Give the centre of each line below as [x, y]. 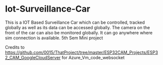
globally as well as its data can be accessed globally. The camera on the [77, 27]
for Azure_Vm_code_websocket [93, 57]
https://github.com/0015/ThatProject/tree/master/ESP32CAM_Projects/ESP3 [81, 52]
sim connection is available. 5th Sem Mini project [54, 38]
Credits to [15, 47]
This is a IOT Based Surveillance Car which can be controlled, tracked [75, 22]
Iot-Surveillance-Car [48, 9]
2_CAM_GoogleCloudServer [33, 57]
